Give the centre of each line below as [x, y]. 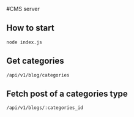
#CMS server [23, 9]
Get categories [35, 61]
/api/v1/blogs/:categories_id [45, 108]
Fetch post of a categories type [67, 94]
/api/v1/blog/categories [38, 75]
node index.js [24, 42]
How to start [30, 28]
